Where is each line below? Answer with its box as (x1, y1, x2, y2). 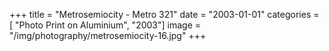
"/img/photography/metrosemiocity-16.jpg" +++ (9, 30, 207, 41)
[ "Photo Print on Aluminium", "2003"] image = (9, 19, 202, 31)
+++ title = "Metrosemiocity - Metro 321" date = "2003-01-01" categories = (9, 9, 320, 20)
